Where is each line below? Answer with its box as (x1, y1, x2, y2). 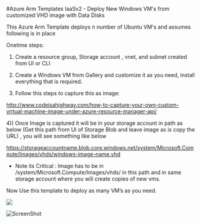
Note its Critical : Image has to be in (14, 162, 104, 169)
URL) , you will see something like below (6, 133, 107, 139)
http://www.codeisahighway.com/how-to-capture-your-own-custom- (6, 101, 179, 108)
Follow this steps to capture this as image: (14, 90, 120, 96)
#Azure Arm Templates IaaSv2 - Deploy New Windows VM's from (6, 5, 170, 12)
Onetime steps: (6, 42, 44, 48)
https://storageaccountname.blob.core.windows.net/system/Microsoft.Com (6, 144, 194, 151)
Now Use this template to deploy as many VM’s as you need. (6, 187, 157, 194)
